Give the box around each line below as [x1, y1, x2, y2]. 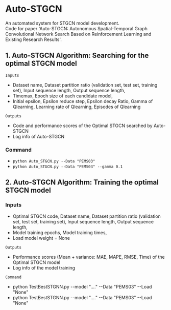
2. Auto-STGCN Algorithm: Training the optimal [5, 178, 159, 187]
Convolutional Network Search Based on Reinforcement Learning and [5, 31, 152, 37]
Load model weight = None [12, 235, 70, 241]
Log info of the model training [12, 264, 76, 271]
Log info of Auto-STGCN [12, 133, 65, 139]
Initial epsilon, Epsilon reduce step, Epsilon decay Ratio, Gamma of [12, 98, 153, 104]
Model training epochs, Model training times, [12, 229, 107, 236]
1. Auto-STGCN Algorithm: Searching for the [5, 51, 149, 60]
